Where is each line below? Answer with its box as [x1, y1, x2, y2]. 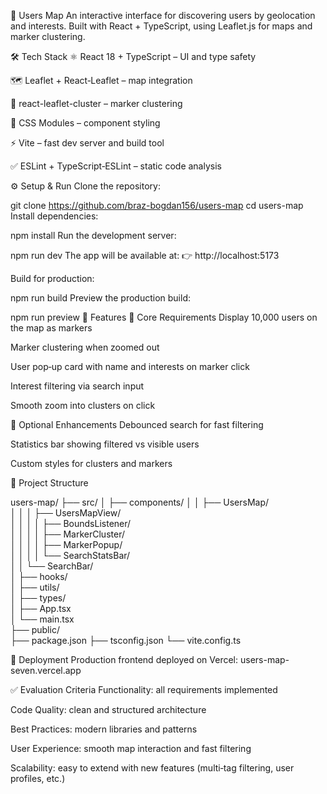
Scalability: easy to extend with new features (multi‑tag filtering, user [10, 762, 295, 774]
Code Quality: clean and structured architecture [10, 704, 207, 715]
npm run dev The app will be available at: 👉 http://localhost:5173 [10, 250, 280, 261]
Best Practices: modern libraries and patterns [10, 723, 198, 735]
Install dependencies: [10, 210, 99, 222]
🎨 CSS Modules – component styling [10, 117, 161, 129]
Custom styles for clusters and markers [10, 458, 173, 469]
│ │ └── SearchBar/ [10, 560, 94, 572]
